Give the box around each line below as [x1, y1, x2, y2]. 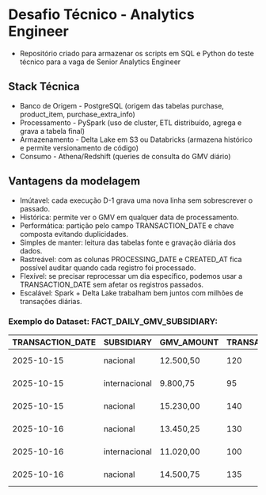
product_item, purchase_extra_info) [19, 109, 136, 119]
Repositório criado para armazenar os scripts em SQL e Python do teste [19, 48, 255, 58]
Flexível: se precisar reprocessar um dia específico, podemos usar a [19, 271, 243, 280]
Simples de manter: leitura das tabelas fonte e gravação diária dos [19, 238, 236, 247]
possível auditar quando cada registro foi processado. [19, 263, 196, 272]
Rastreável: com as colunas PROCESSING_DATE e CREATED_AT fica [19, 254, 242, 264]
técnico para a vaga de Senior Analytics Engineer [19, 57, 181, 67]
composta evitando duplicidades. [19, 229, 129, 238]
